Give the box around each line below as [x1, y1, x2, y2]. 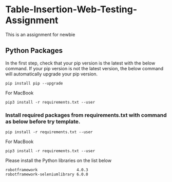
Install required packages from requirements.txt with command [5, 111, 167, 118]
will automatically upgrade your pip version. [5, 71, 98, 77]
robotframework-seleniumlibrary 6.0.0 [5, 172, 88, 177]
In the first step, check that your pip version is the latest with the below [5, 60, 156, 66]
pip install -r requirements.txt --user [5, 130, 93, 135]
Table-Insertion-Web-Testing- [5, 4, 138, 15]
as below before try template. [5, 118, 81, 125]
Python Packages [5, 46, 63, 55]
